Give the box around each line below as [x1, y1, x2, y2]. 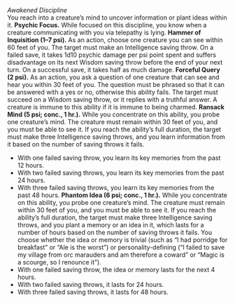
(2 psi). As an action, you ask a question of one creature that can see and [7, 73, 220, 81]
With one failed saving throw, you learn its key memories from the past [17, 154, 221, 162]
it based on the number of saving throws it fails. [7, 140, 145, 148]
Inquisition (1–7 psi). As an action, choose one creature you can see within [7, 36, 223, 44]
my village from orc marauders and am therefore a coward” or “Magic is [17, 250, 225, 259]
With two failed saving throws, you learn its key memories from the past [17, 168, 225, 177]
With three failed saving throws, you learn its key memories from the [17, 184, 215, 191]
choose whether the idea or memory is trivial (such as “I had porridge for [17, 236, 228, 244]
